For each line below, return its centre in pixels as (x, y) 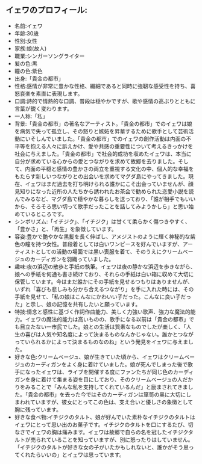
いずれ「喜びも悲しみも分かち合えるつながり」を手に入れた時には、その (104, 289)
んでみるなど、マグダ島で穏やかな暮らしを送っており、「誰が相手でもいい (105, 199)
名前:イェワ (28, 26)
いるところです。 (46, 214)
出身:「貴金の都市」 (39, 78)
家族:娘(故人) (30, 48)
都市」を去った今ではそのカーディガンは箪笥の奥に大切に (115, 394)
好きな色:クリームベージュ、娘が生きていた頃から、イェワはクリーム (99, 357)
